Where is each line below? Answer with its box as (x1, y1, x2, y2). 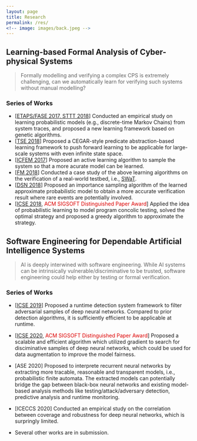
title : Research (6, 14, 46, 20)
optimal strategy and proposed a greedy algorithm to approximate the (14, 213, 183, 220)
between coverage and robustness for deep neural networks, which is (14, 411, 185, 419)
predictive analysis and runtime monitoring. (14, 394, 120, 401)
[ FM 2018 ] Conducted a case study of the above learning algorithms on (14, 169, 188, 176)
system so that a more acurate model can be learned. (14, 163, 145, 170)
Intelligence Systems (6, 246, 85, 256)
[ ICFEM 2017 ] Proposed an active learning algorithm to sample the (14, 156, 176, 164)
